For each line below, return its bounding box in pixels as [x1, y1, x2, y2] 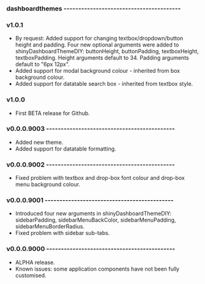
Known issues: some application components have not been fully [15, 265, 179, 272]
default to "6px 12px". [15, 61, 70, 68]
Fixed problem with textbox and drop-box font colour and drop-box [15, 174, 185, 182]
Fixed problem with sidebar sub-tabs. [15, 230, 110, 237]
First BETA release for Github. [15, 109, 90, 117]
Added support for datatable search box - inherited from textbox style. [15, 80, 193, 88]
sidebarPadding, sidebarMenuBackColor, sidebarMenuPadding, [15, 216, 176, 224]
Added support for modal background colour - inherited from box [15, 67, 181, 75]
